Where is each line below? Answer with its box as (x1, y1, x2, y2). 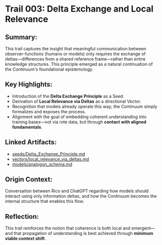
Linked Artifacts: (5, 138, 57, 146)
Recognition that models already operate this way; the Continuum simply (12, 103, 158, 109)
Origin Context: (5, 175, 52, 184)
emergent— (131, 225, 155, 231)
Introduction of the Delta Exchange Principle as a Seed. (12, 93, 125, 99)
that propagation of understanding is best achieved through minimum (14, 230, 154, 236)
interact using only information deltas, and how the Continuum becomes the (5, 193, 157, 199)
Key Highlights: (5, 80, 52, 89)
